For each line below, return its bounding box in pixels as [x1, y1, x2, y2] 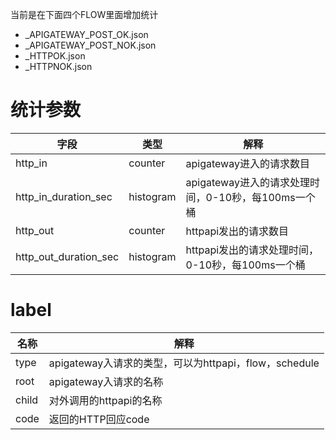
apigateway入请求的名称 [48, 374, 164, 388]
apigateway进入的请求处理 [185, 175, 310, 189]
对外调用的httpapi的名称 [48, 393, 163, 407]
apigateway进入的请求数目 [185, 156, 310, 170]
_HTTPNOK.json [24, 61, 93, 72]
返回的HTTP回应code [48, 412, 150, 426]
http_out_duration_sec [15, 249, 120, 263]
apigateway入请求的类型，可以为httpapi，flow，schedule [48, 356, 320, 370]
